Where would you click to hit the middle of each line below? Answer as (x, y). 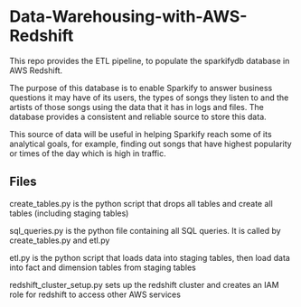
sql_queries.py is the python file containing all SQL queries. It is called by (146, 230)
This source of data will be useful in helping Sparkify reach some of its (141, 134)
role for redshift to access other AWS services (95, 294)
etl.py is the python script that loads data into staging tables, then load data (150, 257)
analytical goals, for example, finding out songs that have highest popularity (150, 144)
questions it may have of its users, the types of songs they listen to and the (149, 98)
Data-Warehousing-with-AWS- (128, 17)
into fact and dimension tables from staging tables (103, 267)
